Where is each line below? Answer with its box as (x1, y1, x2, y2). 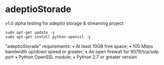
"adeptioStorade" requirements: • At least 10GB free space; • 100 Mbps (5, 43, 153, 49)
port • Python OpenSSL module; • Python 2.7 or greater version (5, 54, 137, 60)
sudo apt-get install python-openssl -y (5, 34, 91, 39)
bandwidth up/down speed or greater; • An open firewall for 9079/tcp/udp (5, 48, 159, 54)
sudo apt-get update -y (5, 30, 55, 35)
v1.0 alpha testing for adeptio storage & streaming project (5, 20, 124, 26)
